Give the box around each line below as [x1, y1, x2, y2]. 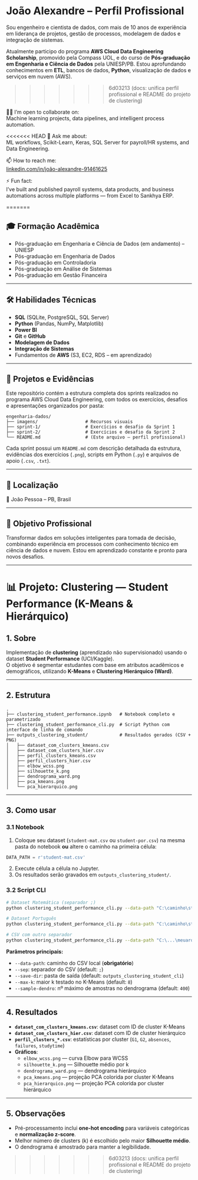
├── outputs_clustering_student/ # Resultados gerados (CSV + [6, 732, 192, 738]
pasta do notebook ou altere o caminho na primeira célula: [14, 843, 157, 850]
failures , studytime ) [14, 1042, 65, 1049]
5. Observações [6, 1108, 66, 1119]
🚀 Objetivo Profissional [6, 518, 92, 528]
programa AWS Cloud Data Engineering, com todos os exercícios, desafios [6, 396, 188, 403]
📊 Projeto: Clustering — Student [6, 581, 169, 594]
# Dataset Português [6, 915, 57, 921]
